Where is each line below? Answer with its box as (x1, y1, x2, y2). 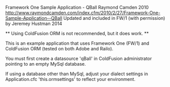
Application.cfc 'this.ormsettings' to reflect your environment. (5, 76, 136, 82)
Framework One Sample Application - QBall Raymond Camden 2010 (5, 5, 149, 10)
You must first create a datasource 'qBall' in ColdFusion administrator (5, 55, 153, 62)
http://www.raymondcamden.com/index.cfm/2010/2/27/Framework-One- (5, 10, 161, 16)
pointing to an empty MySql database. (5, 61, 86, 67)
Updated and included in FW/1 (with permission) (63, 15, 165, 21)
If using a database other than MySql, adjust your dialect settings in (5, 71, 148, 77)
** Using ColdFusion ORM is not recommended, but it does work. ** (5, 31, 149, 36)
